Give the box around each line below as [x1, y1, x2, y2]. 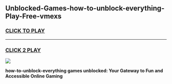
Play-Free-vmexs [5, 12, 62, 21]
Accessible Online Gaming [5, 73, 63, 79]
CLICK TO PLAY [5, 27, 45, 35]
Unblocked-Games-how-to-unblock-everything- [5, 4, 165, 13]
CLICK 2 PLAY [5, 46, 41, 53]
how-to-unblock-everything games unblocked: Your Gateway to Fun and [5, 67, 163, 73]
